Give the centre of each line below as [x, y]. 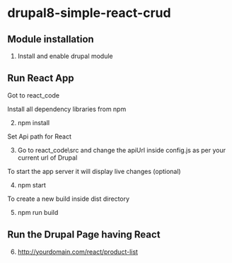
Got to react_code [34, 95]
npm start [31, 185]
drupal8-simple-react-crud [89, 13]
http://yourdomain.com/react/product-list [77, 252]
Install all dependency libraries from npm [67, 109]
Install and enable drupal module [65, 56]
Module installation [51, 39]
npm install [34, 122]
